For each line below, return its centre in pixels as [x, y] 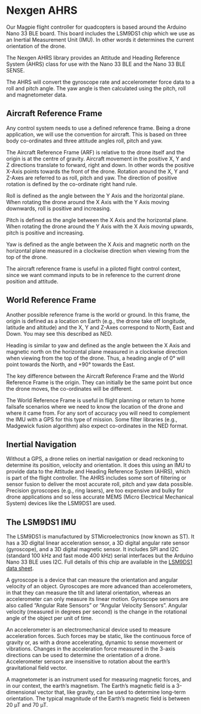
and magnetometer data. [36, 95]
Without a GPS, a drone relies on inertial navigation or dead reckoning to [95, 459]
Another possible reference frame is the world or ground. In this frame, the [98, 314]
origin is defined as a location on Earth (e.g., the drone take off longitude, [96, 321]
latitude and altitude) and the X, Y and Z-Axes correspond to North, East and [100, 327]
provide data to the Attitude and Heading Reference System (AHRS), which [98, 472]
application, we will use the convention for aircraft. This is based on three [97, 134]
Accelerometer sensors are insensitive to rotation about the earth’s [88, 661]
